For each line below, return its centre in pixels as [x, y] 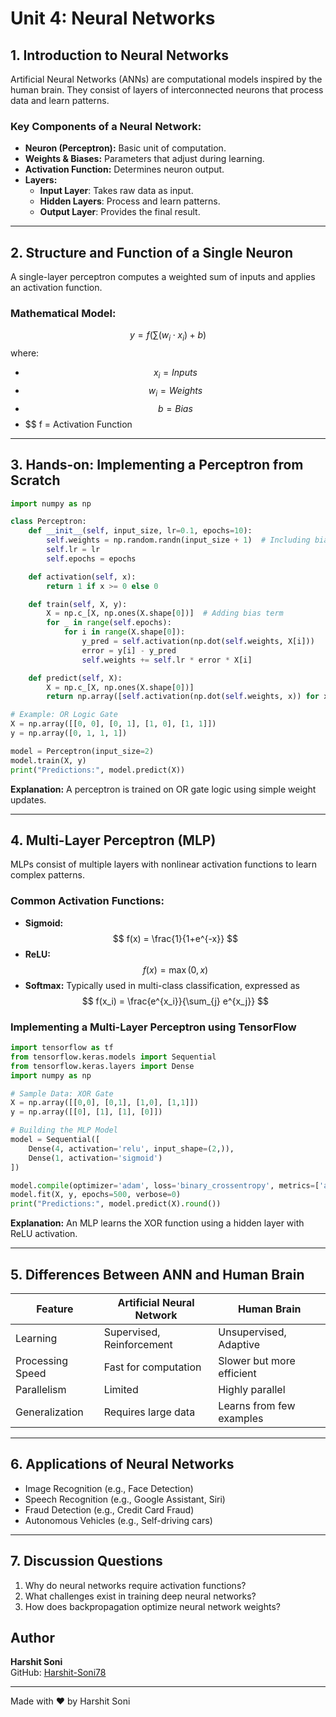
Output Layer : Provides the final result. [120, 212]
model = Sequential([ [55, 1140]
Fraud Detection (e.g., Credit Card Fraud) [109, 1509]
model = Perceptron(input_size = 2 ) [82, 751]
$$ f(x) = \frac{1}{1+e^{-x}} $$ [175, 938]
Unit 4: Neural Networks [113, 18]
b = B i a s [175, 408]
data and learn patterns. [60, 100]
